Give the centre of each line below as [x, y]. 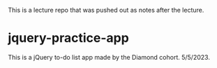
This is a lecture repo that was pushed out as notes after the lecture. [106, 10]
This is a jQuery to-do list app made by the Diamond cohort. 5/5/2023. [109, 57]
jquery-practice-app [69, 38]
